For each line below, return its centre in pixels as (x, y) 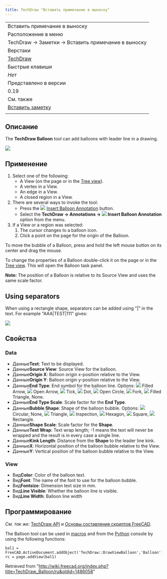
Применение (26, 164)
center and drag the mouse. (34, 251)
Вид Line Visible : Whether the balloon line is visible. (65, 491)
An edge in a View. (39, 192)
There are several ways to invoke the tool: (55, 202)
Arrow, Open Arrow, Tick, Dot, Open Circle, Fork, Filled (87, 391)
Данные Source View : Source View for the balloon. (65, 369)
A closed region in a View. (46, 197)
